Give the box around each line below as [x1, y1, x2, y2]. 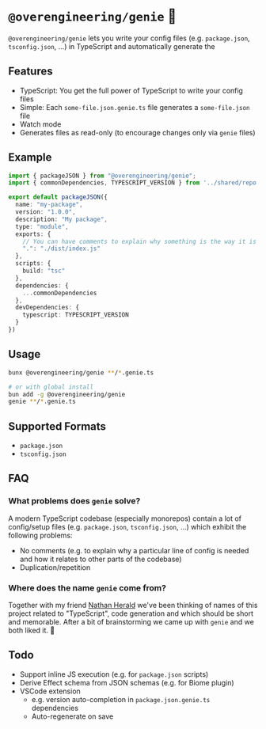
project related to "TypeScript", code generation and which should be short [8, 609, 253, 618]
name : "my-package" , [15, 201, 83, 209]
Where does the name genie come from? [8, 582, 166, 593]
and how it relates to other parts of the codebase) [19, 554, 182, 564]
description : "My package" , [15, 215, 108, 223]
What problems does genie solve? [8, 495, 141, 507]
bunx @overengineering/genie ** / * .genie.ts [8, 368, 154, 377]
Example [8, 150, 52, 165]
